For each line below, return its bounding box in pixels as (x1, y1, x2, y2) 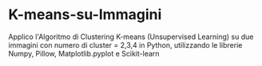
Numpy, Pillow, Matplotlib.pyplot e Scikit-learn (8, 49, 160, 58)
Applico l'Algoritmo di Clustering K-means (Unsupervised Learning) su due (8, 32, 254, 41)
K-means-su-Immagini (8, 6, 162, 24)
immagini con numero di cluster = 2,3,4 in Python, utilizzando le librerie (8, 40, 243, 49)
